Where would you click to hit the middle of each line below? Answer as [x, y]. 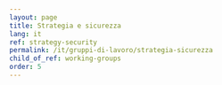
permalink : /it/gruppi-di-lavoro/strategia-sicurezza [111, 50]
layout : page [33, 17]
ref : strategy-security [53, 42]
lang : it [25, 34]
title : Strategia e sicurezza [66, 26]
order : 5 [25, 67]
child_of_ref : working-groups [66, 58]
